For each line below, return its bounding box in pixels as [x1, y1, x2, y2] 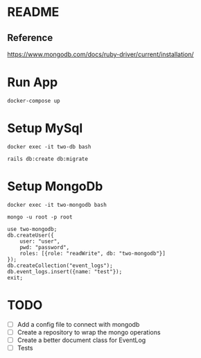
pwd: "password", [19, 244, 70, 250]
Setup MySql [7, 121, 83, 136]
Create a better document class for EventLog [17, 336, 146, 344]
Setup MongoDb [7, 178, 103, 194]
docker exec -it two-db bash [7, 143, 91, 150]
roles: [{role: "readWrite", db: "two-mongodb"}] [19, 250, 166, 257]
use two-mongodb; [7, 225, 58, 232]
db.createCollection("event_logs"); [7, 262, 113, 269]
